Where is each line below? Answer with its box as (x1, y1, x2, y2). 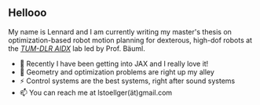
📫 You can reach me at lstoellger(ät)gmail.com (19, 88, 173, 97)
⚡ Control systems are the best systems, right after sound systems (19, 76, 236, 85)
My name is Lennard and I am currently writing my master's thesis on (8, 27, 232, 36)
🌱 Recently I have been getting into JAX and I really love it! (19, 59, 209, 68)
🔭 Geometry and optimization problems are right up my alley (19, 67, 214, 77)
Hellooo (8, 6, 47, 20)
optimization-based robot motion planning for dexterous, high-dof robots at (8, 35, 253, 45)
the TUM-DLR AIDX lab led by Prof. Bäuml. (8, 43, 145, 53)
